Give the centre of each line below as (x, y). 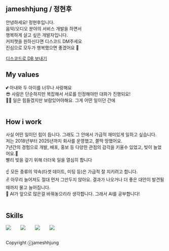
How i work (24, 122)
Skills (14, 215)
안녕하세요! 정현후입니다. (30, 22)
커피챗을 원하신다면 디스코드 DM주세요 (44, 41)
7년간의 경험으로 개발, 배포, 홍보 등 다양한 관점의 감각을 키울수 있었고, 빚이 (79, 147)
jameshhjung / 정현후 (39, 9)
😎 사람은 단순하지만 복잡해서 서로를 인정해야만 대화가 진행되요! (68, 94)
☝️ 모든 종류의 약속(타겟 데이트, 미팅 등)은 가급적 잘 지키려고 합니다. (72, 172)
